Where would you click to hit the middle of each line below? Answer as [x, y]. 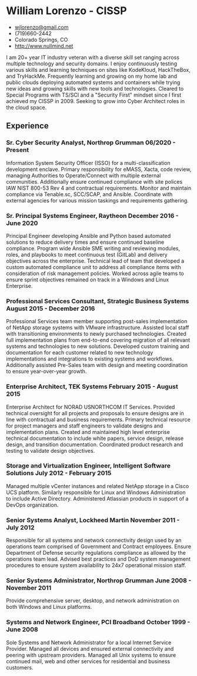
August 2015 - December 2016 [51, 309]
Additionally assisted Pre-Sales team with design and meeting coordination [97, 365]
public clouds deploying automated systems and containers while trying [93, 82]
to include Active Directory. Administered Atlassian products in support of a [97, 498]
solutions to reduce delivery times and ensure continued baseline [85, 242]
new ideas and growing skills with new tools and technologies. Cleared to [95, 88]
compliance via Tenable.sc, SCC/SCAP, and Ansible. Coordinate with [89, 194]
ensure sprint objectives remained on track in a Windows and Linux [88, 279]
